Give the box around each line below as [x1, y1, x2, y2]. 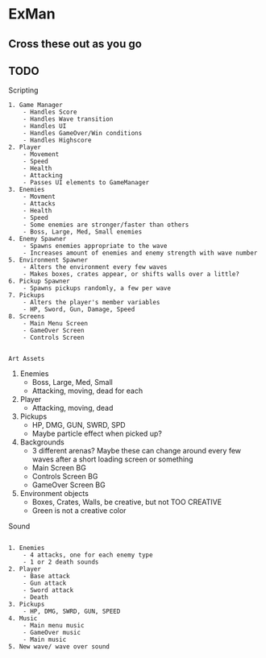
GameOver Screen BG [31, 480, 106, 490]
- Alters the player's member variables [23, 299, 160, 307]
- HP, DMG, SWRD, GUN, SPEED [23, 607, 121, 616]
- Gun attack [23, 579, 67, 588]
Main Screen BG [31, 463, 86, 473]
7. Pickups [8, 292, 45, 300]
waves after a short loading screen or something [31, 454, 193, 464]
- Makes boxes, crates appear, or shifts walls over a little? [23, 271, 240, 279]
